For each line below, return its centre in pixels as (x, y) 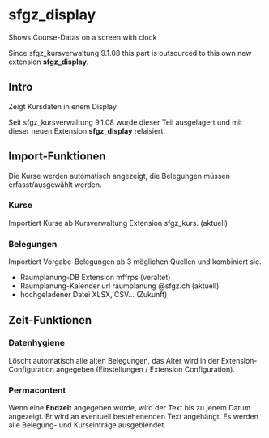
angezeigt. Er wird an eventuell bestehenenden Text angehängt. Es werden (134, 417)
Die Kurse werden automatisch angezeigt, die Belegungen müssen (120, 176)
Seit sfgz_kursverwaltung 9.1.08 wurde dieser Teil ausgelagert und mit (126, 122)
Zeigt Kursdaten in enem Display (63, 106)
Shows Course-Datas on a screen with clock (83, 37)
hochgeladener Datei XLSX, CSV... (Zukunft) (94, 295)
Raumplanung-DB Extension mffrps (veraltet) (95, 278)
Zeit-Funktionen (50, 320)
